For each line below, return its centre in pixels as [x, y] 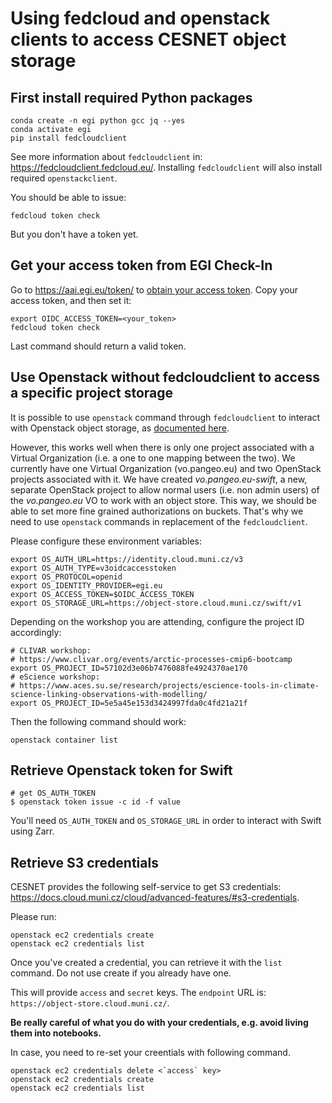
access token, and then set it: [71, 300]
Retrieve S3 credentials [84, 862]
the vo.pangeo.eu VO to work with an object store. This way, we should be [163, 500]
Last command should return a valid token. [98, 346]
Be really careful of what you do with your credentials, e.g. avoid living [159, 1023]
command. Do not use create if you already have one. [121, 973]
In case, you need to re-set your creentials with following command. [150, 1053]
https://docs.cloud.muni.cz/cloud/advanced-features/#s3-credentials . [155, 898]
